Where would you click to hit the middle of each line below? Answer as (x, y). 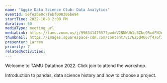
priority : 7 (17, 47)
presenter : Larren (24, 42)
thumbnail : (16, 38)
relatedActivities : (25, 51)
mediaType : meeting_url (30, 28)
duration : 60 (19, 24)
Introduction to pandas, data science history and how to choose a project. (81, 75)
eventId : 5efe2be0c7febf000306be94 (42, 14)
